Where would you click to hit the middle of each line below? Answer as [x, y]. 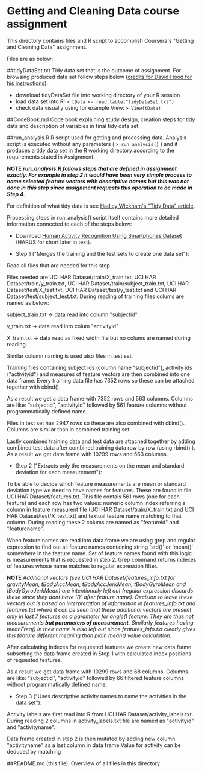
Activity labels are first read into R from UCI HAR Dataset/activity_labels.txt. [100, 714]
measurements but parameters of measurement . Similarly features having [100, 622]
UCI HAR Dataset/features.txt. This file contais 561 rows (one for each [93, 497]
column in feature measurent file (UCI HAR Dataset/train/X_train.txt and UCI [100, 509]
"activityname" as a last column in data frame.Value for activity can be [94, 745]
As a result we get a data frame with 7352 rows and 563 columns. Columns [100, 398]
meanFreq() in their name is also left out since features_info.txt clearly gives [101, 629]
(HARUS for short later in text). [54, 242]
